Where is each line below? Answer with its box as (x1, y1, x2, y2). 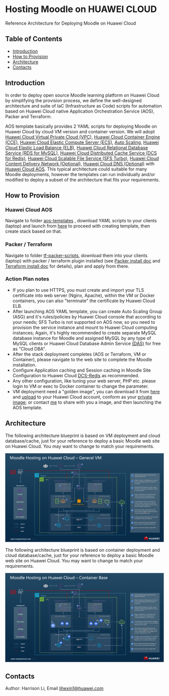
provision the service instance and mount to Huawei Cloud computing (12, 324, 157, 330)
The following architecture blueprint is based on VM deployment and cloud (5, 432, 160, 439)
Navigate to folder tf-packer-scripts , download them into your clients (5, 252, 147, 258)
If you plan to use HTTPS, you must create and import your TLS (12, 287, 144, 293)
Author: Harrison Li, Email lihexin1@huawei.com (5, 685, 104, 691)
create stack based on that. (5, 228, 62, 234)
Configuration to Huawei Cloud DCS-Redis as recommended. (12, 372, 139, 378)
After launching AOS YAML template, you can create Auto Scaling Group (12, 308, 162, 314)
